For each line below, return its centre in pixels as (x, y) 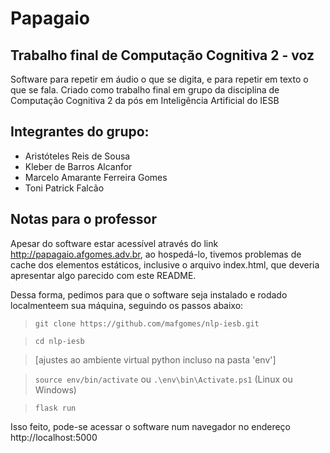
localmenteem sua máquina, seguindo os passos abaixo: (127, 305)
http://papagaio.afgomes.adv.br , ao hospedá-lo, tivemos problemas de (156, 254)
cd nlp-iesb (59, 341)
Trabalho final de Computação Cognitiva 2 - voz (162, 55)
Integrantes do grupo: (80, 132)
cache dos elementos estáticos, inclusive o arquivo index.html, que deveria (165, 264)
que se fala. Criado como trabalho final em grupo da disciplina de (145, 90)
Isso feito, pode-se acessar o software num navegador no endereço (150, 426)
